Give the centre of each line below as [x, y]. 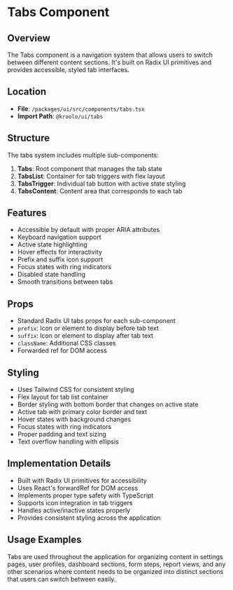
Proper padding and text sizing [62, 434]
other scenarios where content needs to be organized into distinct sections [115, 571]
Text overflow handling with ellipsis [68, 441]
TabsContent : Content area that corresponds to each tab [100, 191]
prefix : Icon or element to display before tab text [88, 328]
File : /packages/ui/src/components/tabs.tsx [81, 109]
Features [27, 213]
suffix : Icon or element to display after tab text [85, 336]
